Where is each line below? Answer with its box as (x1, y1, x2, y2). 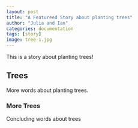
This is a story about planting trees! (6, 53, 94, 60)
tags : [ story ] (6, 31, 42, 37)
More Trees (6, 102, 41, 110)
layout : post (6, 8, 39, 15)
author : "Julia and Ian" (6, 20, 68, 26)
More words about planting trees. (6, 87, 89, 94)
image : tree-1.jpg (6, 37, 52, 43)
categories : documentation (6, 25, 74, 32)
